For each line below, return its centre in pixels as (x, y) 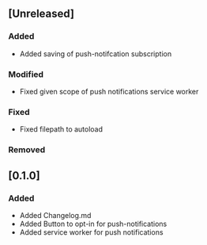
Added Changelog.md (55, 215)
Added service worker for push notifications (91, 232)
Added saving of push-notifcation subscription (96, 54)
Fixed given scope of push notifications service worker (109, 91)
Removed (27, 150)
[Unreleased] (41, 14)
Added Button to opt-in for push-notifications (93, 224)
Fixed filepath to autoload (61, 129)
